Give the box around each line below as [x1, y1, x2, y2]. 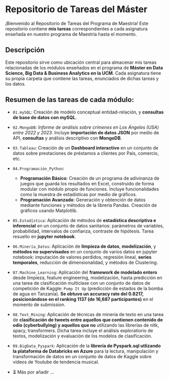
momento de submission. [12, 301, 66, 308]
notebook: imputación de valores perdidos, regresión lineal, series [12, 254, 152, 260]
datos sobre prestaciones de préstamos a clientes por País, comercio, [12, 150, 159, 156]
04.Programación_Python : [12, 165, 64, 171]
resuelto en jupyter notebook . [12, 233, 76, 239]
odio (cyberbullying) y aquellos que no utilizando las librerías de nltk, [12, 322, 159, 328]
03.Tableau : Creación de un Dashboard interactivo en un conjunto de [12, 144, 159, 150]
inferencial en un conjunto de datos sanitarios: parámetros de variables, [12, 222, 164, 229]
